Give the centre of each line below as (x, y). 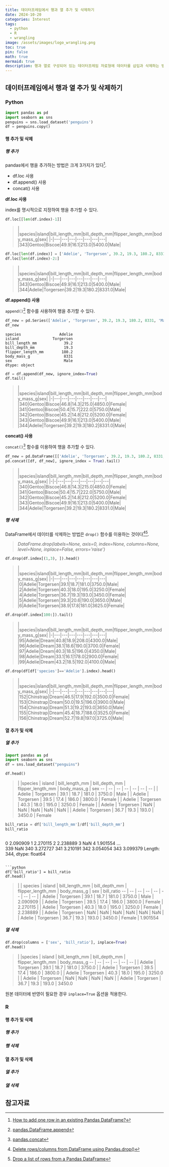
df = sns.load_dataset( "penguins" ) (43, 765)
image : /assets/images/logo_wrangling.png (50, 43)
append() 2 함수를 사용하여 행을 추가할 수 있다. (50, 311)
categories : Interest (28, 19)
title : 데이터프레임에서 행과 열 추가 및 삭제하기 (50, 10)
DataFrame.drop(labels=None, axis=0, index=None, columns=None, (89, 544)
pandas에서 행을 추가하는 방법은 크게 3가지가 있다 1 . (56, 164)
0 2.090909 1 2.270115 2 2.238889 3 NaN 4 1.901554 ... (63, 843)
